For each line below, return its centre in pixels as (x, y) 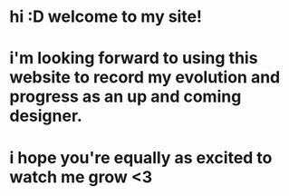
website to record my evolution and (145, 78)
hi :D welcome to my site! (106, 17)
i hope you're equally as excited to (141, 157)
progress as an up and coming (125, 97)
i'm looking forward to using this (134, 59)
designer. (46, 116)
